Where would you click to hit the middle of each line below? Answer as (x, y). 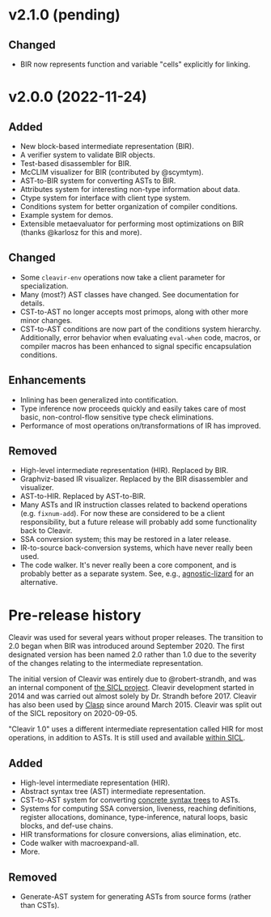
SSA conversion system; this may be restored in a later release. (125, 540)
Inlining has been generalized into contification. (99, 399)
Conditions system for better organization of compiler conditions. (129, 207)
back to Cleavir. (46, 531)
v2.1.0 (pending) (65, 15)
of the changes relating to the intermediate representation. (106, 663)
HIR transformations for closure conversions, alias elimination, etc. (131, 834)
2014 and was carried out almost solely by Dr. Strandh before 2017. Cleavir (133, 696)
